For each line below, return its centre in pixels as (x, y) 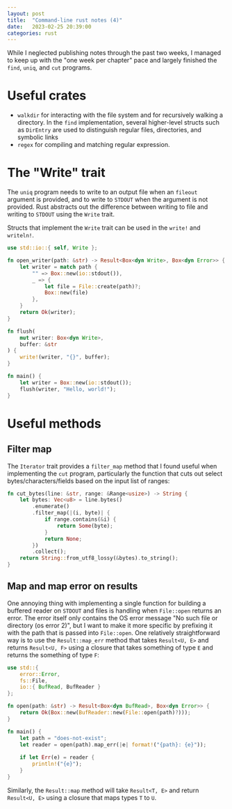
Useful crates (47, 96)
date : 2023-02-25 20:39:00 (49, 26)
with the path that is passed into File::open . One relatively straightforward (114, 633)
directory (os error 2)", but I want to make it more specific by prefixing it (110, 625)
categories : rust (32, 33)
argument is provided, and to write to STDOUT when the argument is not (108, 200)
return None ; (63, 539)
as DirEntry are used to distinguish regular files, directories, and (109, 130)
